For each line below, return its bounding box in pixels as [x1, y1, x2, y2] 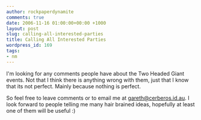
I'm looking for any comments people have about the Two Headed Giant [6, 70, 185, 77]
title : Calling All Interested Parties [6, 37, 107, 43]
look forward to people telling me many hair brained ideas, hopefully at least [6, 100, 195, 108]
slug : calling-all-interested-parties [6, 31, 104, 37]
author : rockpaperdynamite [6, 8, 74, 15]
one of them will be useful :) [6, 107, 76, 114]
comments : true [6, 14, 45, 20]
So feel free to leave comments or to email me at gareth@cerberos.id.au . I [6, 94, 190, 101]
